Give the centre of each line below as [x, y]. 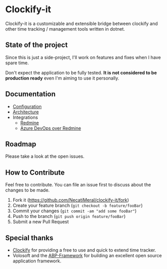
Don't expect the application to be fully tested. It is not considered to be [81, 72]
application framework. [37, 261]
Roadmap [21, 144]
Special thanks [29, 238]
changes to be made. [27, 190]
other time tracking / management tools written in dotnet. [65, 29]
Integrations [25, 117]
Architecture [26, 112]
